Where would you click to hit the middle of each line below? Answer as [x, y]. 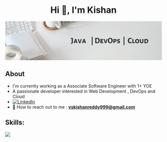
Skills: [15, 122]
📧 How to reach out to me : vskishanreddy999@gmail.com [74, 107]
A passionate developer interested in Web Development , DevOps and [84, 91]
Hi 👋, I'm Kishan [83, 10]
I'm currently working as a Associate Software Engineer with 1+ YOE [82, 86]
